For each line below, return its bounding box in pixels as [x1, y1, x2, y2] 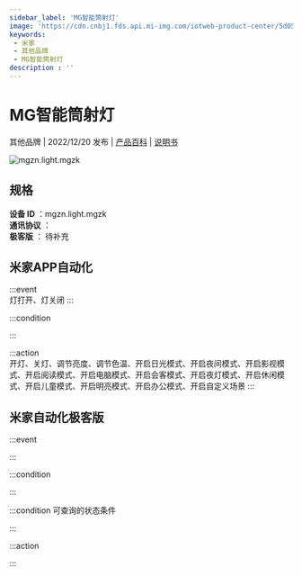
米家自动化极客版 [9, 409, 104, 425]
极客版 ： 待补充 [9, 230, 69, 241]
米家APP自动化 [9, 260, 93, 275]
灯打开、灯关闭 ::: [9, 294, 75, 306]
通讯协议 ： [9, 220, 51, 230]
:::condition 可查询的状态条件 [9, 505, 117, 516]
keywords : [9, 30, 47, 39]
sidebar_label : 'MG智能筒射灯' [9, 13, 120, 22]
